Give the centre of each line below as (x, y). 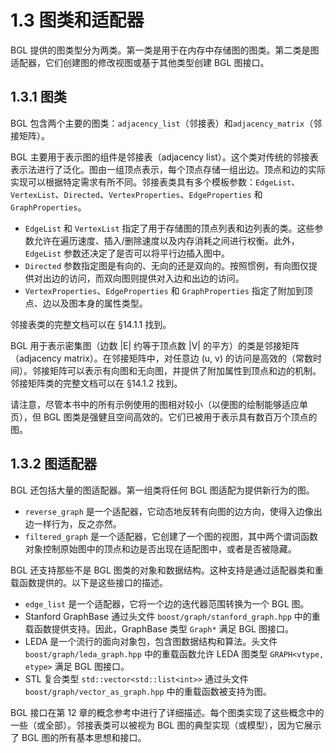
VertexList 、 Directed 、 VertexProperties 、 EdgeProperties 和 (136, 194)
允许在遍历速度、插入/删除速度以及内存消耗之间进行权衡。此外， (166, 240)
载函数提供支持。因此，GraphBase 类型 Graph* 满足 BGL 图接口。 (159, 628)
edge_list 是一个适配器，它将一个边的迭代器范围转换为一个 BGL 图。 (167, 603)
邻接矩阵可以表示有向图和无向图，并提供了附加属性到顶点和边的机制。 (176, 370)
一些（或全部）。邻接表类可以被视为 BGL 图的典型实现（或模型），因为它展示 (166, 725)
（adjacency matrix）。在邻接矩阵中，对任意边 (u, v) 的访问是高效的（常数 (161, 358)
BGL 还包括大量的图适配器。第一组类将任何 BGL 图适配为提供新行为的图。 (162, 490)
